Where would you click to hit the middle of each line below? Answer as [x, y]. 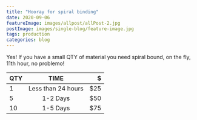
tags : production [28, 34]
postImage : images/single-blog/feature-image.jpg [70, 29]
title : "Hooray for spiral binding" [52, 12]
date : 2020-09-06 [28, 17]
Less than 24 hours [56, 88]
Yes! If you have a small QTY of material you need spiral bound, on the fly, [98, 57]
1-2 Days [56, 98]
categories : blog [28, 40]
